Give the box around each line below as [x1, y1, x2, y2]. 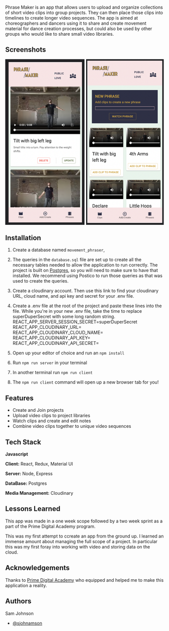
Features [5, 394, 34, 402]
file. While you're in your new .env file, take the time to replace [12, 308, 142, 314]
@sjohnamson [12, 620, 43, 626]
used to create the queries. [12, 278, 69, 284]
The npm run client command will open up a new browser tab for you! [12, 379, 159, 385]
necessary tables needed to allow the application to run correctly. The [12, 262, 158, 268]
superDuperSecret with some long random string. [12, 314, 116, 320]
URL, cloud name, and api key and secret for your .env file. [12, 293, 134, 299]
